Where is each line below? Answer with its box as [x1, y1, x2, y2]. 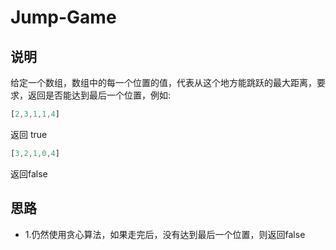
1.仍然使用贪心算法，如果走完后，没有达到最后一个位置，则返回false [24, 228, 306, 240]
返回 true [10, 128, 48, 140]
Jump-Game [10, 6, 117, 29]
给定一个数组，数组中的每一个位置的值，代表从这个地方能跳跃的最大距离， [10, 77, 317, 88]
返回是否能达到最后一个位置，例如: [27, 89, 172, 101]
